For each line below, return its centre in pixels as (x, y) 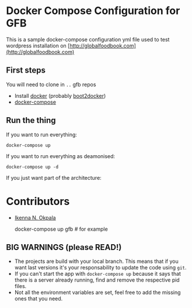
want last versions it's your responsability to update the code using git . (100, 268)
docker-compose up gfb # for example (61, 229)
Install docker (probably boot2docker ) (60, 95)
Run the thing (31, 120)
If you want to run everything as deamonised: (61, 156)
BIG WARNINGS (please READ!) (64, 247)
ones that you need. (39, 299)
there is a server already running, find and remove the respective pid (97, 280)
